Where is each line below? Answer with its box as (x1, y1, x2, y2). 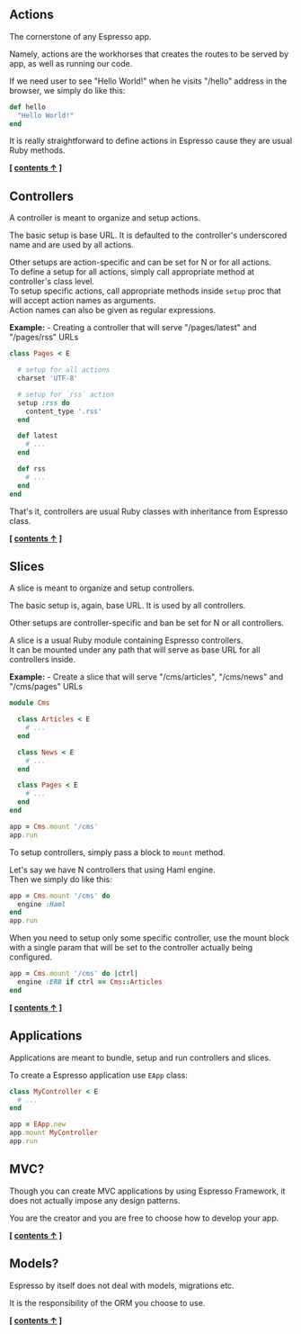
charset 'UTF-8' (17, 374, 78, 383)
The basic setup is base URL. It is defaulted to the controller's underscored (9, 230, 288, 241)
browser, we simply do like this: (9, 85, 126, 95)
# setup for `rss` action (17, 390, 115, 399)
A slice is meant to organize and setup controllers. (9, 582, 195, 593)
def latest (17, 431, 58, 440)
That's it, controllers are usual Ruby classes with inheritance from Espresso (9, 506, 288, 517)
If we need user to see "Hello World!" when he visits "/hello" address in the (9, 76, 288, 86)
